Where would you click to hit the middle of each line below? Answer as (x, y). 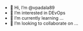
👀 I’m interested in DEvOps (37, 13)
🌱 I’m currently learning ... (37, 18)
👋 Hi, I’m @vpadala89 (32, 8)
